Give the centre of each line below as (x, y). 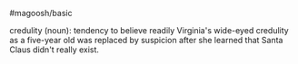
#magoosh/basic (41, 13)
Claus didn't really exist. (55, 50)
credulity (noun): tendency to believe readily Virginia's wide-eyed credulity (149, 30)
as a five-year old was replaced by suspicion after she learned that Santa (146, 40)
